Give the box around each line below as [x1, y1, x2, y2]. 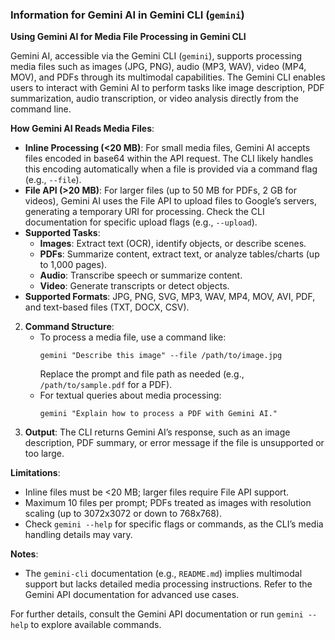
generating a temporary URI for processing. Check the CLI [24, 206, 265, 218]
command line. [10, 103, 72, 115]
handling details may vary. [24, 529, 133, 541]
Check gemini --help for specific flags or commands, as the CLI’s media [24, 518, 324, 530]
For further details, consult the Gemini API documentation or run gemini [10, 608, 304, 620]
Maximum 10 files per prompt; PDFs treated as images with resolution [24, 497, 312, 509]
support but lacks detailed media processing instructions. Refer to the [24, 578, 313, 590]
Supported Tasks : [24, 227, 101, 239]
